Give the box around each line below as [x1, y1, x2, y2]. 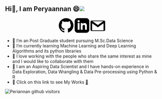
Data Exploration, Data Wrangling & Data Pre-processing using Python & [12, 69, 158, 75]
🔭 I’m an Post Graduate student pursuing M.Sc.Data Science [12, 38, 133, 43]
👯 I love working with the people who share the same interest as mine [12, 53, 152, 59]
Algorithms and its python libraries [12, 48, 81, 54]
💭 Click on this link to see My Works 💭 [12, 79, 89, 85]
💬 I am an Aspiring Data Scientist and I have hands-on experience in [12, 63, 149, 69]
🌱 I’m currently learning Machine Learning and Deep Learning [12, 42, 137, 49]
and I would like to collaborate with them [12, 58, 94, 64]
